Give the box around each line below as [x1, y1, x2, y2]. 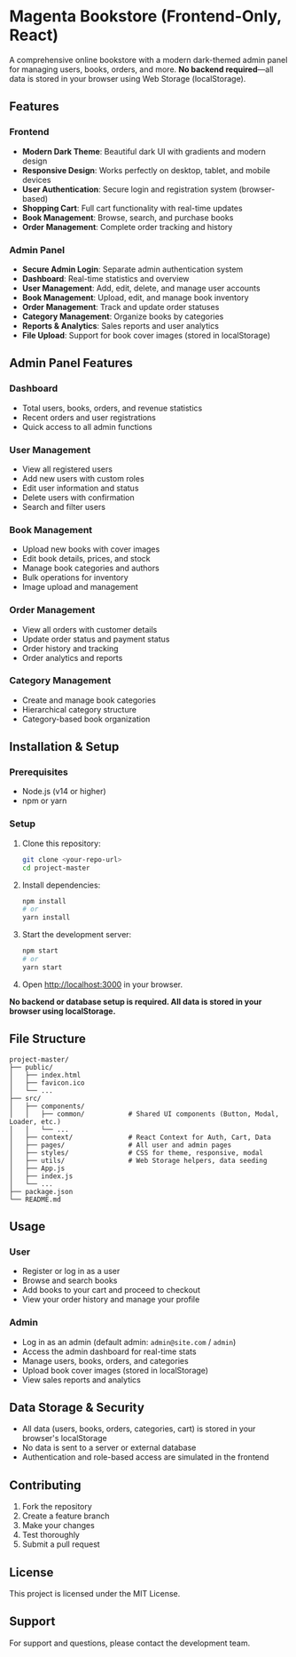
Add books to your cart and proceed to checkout [21, 1285, 201, 1295]
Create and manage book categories [21, 695, 157, 705]
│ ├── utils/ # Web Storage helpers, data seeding [9, 1156, 268, 1165]
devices [21, 174, 51, 185]
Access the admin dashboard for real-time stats [21, 1346, 197, 1357]
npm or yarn [21, 795, 67, 806]
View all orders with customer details [21, 624, 158, 634]
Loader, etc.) [9, 1117, 62, 1126]
